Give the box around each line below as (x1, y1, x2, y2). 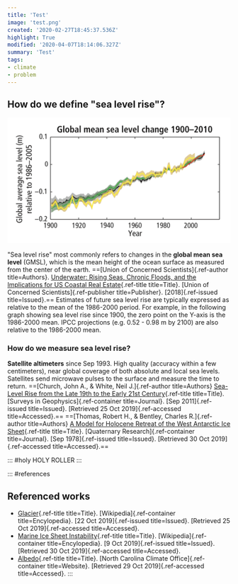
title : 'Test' (7, 11, 50, 18)
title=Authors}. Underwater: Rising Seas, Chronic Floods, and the (7, 273, 197, 281)
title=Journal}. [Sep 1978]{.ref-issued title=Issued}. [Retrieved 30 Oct (7, 434, 210, 443)
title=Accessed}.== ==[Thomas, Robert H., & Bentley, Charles (7, 412, 188, 421)
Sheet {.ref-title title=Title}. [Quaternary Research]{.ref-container (7, 427, 195, 436)
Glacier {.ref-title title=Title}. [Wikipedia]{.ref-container (17, 509, 176, 517)
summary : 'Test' (7, 49, 55, 56)
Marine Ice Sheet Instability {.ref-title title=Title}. (17, 532, 157, 540)
